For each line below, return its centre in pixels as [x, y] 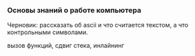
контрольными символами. [48, 32]
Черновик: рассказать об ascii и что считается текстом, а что [98, 25]
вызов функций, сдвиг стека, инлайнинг [66, 46]
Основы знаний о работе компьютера [74, 10]
